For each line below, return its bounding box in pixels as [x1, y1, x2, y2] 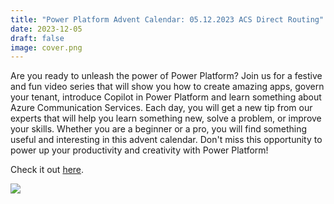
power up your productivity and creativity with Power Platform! [10, 144, 269, 156]
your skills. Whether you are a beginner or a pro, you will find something [10, 123, 307, 135]
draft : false [10, 33, 65, 43]
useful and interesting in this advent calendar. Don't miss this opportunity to [10, 134, 323, 146]
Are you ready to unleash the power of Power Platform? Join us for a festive [10, 70, 323, 82]
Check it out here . [10, 164, 85, 176]
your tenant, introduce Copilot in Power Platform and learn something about [10, 91, 322, 103]
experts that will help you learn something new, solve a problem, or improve [10, 112, 322, 125]
